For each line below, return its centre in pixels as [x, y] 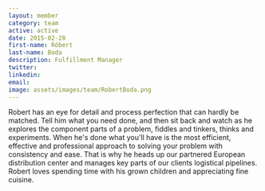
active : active [34, 30]
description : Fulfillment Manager [66, 60]
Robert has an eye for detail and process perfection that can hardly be [124, 112]
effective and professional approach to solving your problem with [116, 146]
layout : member [34, 16]
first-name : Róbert [41, 45]
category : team [34, 23]
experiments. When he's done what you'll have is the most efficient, [120, 138]
